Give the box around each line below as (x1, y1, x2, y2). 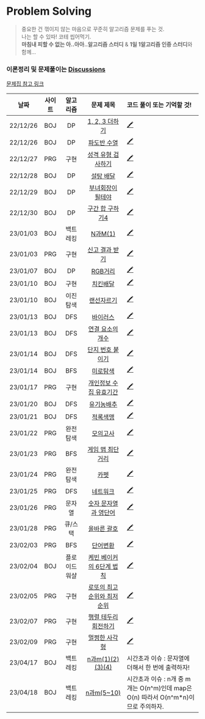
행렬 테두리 (88, 613, 118, 622)
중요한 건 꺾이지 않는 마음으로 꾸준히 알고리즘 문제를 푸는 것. (21, 25, 165, 32)
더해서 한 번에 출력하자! (126, 663, 190, 672)
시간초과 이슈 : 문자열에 (126, 654, 190, 663)
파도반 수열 (88, 138, 118, 147)
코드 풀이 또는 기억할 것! (126, 101, 192, 110)
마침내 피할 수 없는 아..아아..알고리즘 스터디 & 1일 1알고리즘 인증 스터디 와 (21, 40, 193, 48)
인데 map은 (160, 684, 192, 693)
